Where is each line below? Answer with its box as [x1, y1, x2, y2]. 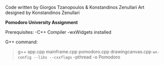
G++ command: [5, 39, 38, 45]
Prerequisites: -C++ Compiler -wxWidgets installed [5, 29, 112, 35]
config [17, 55, 32, 60]
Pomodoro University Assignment [5, 20, 78, 25]
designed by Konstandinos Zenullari [5, 10, 80, 16]
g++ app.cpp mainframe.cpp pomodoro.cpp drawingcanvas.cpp [17, 49, 152, 54]
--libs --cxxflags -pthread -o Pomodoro [33, 54, 121, 60]
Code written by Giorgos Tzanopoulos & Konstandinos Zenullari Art [5, 5, 145, 10]
